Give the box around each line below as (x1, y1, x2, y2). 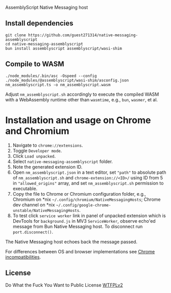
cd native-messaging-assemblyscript (5, 41, 83, 46)
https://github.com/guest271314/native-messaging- (28, 33, 138, 38)
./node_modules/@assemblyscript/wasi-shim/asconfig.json (5, 77, 129, 83)
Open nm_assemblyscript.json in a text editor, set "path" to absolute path (12, 169, 166, 175)
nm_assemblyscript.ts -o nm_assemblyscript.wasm (5, 82, 111, 87)
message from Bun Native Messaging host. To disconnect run (12, 223, 143, 229)
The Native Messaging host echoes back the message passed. (5, 238, 138, 245)
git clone (5, 33, 27, 38)
